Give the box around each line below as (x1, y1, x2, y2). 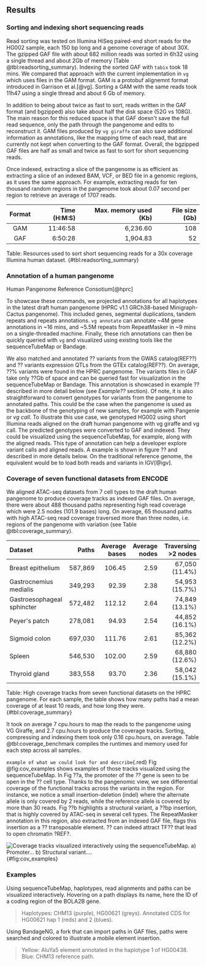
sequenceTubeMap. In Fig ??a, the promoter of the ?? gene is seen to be (6, 772, 189, 779)
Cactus (6, 310, 25, 318)
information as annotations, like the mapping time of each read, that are (6, 134, 187, 141)
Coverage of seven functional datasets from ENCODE (6, 474, 169, 483)
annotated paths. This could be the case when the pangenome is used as (6, 400, 192, 407)
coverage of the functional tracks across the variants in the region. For (6, 784, 185, 792)
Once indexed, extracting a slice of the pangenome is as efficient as (6, 165, 178, 172)
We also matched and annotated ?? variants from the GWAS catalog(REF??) (6, 355, 197, 362)
